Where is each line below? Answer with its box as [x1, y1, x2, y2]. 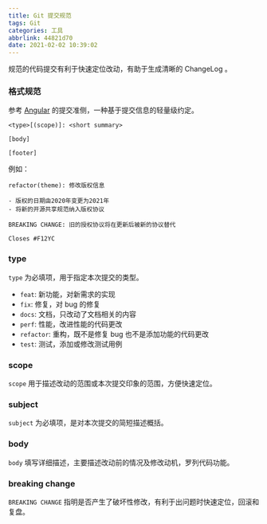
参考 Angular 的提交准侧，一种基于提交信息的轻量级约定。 [8, 105, 199, 115]
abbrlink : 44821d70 [8, 33, 73, 42]
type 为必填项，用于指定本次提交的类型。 [8, 272, 143, 282]
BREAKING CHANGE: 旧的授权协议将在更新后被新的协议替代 [8, 221, 176, 229]
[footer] [8, 149, 37, 158]
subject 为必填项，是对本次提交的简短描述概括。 [8, 418, 169, 428]
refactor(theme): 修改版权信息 [8, 182, 105, 190]
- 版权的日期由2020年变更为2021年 [8, 197, 110, 205]
